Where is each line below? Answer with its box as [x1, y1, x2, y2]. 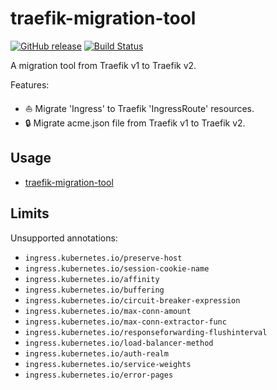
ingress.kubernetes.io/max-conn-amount [24, 306, 192, 316]
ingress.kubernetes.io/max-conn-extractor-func [24, 317, 227, 327]
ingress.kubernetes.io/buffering [24, 285, 165, 295]
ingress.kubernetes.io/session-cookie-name [24, 263, 210, 274]
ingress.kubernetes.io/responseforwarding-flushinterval [24, 327, 268, 337]
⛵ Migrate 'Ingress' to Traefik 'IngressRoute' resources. [24, 102, 255, 114]
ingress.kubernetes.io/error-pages [24, 370, 174, 380]
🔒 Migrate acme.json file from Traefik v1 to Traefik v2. [24, 117, 246, 129]
